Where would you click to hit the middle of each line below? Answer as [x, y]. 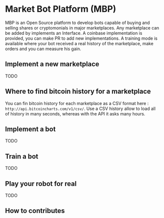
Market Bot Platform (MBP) [61, 9]
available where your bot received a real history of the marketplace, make [79, 43]
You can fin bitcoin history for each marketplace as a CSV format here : [77, 103]
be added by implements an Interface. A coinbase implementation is [74, 33]
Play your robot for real [41, 183]
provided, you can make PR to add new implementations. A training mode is [81, 38]
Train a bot [22, 156]
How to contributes [35, 211]
